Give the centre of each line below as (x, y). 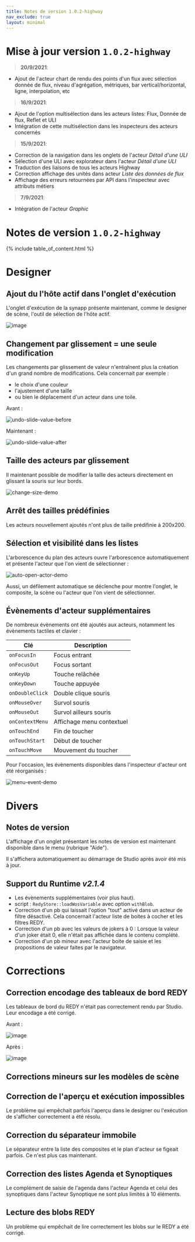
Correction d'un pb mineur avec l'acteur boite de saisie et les (88, 941)
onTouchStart (27, 741)
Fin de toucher (73, 732)
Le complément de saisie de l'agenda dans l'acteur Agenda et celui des (92, 1188)
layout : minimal (26, 22)
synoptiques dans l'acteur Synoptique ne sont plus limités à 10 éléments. (93, 1194)
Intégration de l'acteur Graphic (51, 209)
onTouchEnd (24, 731)
